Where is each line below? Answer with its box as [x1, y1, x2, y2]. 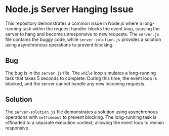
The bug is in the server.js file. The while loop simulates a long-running [5, 70, 156, 76]
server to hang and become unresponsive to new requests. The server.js [5, 31, 159, 37]
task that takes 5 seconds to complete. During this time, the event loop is [5, 75, 157, 81]
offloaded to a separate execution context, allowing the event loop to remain [5, 119, 164, 125]
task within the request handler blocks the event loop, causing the [22, 25, 160, 31]
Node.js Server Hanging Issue [5, 4, 134, 15]
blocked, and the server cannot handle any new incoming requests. [5, 80, 146, 86]
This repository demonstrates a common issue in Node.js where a [5, 20, 143, 26]
